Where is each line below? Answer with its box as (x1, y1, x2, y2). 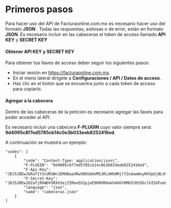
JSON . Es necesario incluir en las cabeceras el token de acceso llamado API (5, 31, 166, 37)
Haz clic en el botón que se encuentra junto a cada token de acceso (12, 81, 156, 87)
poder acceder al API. (5, 114, 51, 120)
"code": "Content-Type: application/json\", (23, 158, 120, 164)
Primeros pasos (5, 4, 73, 15)
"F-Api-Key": (23, 167, 51, 172)
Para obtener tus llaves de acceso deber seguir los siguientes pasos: (5, 60, 150, 66)
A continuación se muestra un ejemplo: (5, 139, 88, 146)
